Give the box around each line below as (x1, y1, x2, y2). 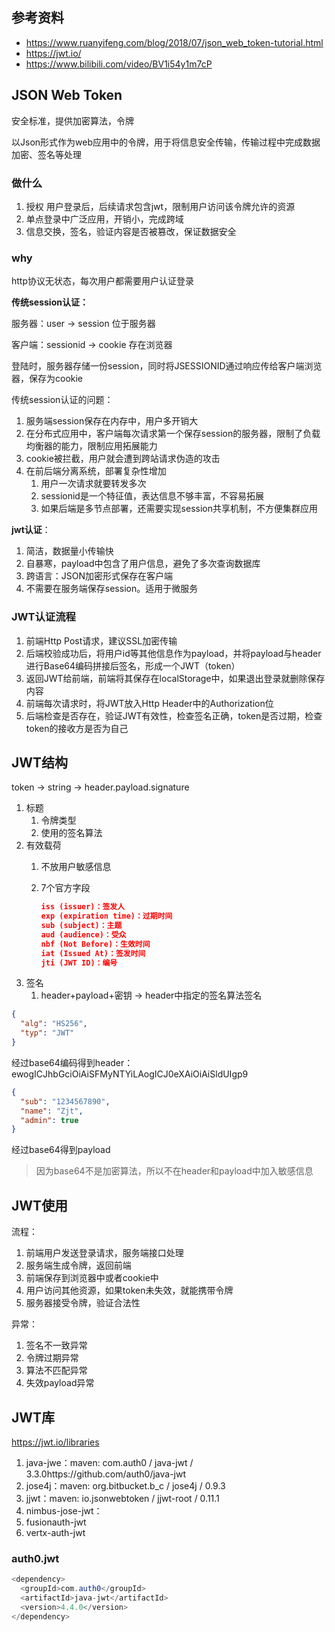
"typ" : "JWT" (20, 1028, 75, 1038)
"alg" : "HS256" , (20, 1019, 88, 1029)
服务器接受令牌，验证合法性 (25, 1297, 141, 1309)
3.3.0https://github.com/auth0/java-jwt (25, 1468, 187, 1480)
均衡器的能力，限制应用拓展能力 (25, 440, 158, 452)
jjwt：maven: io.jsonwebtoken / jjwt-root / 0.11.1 (25, 1492, 220, 1504)
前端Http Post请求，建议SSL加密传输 (25, 634, 178, 647)
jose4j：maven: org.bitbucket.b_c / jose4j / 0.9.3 (25, 1479, 226, 1492)
